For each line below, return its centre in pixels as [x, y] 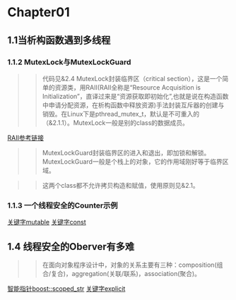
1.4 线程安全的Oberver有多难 [71, 247]
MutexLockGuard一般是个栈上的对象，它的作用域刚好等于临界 [132, 161]
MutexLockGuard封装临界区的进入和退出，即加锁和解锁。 [126, 152]
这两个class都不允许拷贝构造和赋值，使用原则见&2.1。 [120, 185]
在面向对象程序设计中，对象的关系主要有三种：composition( [129, 265]
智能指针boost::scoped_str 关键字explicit [66, 288]
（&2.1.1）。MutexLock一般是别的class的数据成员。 [116, 122]
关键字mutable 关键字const [47, 222]
